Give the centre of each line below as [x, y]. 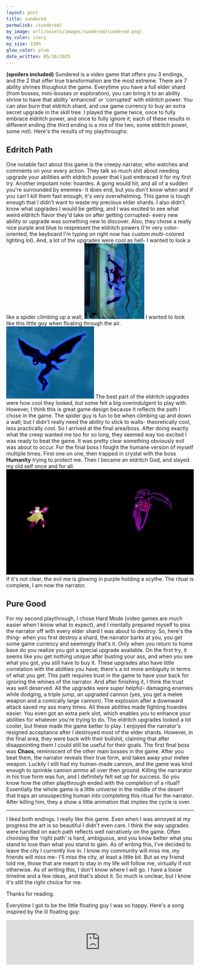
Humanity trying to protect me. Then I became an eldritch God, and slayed [98, 460]
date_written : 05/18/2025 [38, 57]
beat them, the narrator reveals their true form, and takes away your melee [98, 757]
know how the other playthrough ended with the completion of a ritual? [93, 782]
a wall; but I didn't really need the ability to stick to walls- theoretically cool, [99, 422]
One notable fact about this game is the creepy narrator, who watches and [97, 164]
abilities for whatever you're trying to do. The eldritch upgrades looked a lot [99, 719]
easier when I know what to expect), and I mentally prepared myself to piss [98, 625]
